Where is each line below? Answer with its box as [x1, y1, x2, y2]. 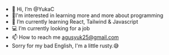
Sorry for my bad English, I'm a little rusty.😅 [11, 42, 120, 49]
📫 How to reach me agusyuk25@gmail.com [11, 34, 119, 41]
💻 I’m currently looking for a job [11, 25, 90, 32]
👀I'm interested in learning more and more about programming [11, 12, 164, 19]
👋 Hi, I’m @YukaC [11, 6, 55, 12]
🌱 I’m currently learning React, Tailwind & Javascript [11, 18, 138, 25]
